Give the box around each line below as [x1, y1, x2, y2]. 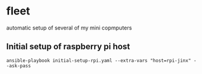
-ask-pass [6, 63, 32, 69]
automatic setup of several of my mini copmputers [6, 24, 132, 31]
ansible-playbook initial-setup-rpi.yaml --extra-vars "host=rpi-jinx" [6, 57, 191, 64]
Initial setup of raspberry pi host [6, 42, 130, 52]
